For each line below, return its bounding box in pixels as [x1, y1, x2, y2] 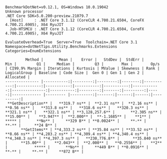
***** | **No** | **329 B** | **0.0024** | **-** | [5, 118, 146, 123]
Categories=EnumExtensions [5, 48, 61, 53]
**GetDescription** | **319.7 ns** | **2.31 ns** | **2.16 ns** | [7, 101, 157, 106]
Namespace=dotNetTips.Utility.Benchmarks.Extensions [5, 44, 117, 49]
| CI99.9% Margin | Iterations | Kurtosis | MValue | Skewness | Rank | [5, 66, 160, 71]
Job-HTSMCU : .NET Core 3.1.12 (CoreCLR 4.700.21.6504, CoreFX [9, 26, 144, 31]
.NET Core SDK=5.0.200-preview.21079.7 [5, 13, 88, 18]
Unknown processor [5, 9, 43, 14]
